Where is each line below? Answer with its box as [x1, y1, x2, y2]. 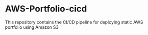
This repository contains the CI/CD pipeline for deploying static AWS [5, 19, 144, 25]
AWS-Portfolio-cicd [5, 3, 87, 14]
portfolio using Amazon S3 [5, 24, 59, 30]
